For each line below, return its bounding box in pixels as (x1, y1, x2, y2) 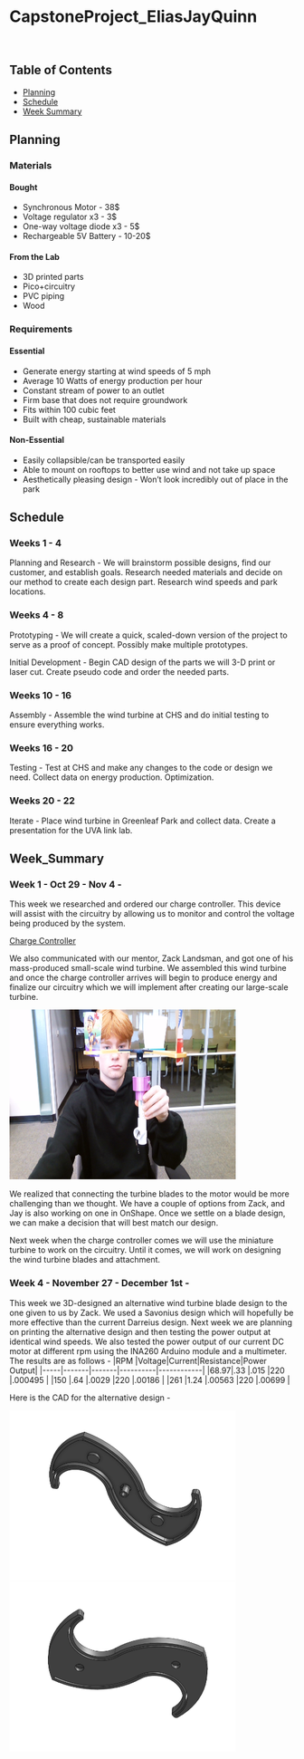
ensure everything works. (9, 719, 105, 730)
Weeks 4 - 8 (9, 609, 64, 621)
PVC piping (22, 291, 65, 302)
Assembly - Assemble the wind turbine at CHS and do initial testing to (9, 709, 270, 721)
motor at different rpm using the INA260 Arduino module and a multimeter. (9, 1345, 288, 1356)
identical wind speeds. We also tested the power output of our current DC (9, 1336, 285, 1347)
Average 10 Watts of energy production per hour (22, 375, 203, 386)
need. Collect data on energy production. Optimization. (9, 772, 214, 783)
